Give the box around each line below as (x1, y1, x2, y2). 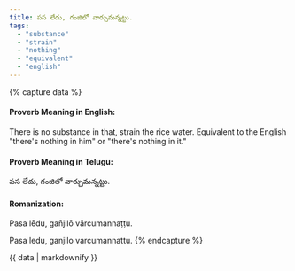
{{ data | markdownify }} (9, 252, 98, 263)
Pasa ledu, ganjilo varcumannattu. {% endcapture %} (9, 236, 204, 246)
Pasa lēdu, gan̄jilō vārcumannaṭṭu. (9, 218, 133, 228)
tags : (9, 21, 29, 30)
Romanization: (9, 198, 65, 209)
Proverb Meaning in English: (9, 107, 116, 118)
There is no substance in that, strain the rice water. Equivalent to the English (9, 127, 287, 137)
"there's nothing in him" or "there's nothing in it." (9, 136, 188, 147)
